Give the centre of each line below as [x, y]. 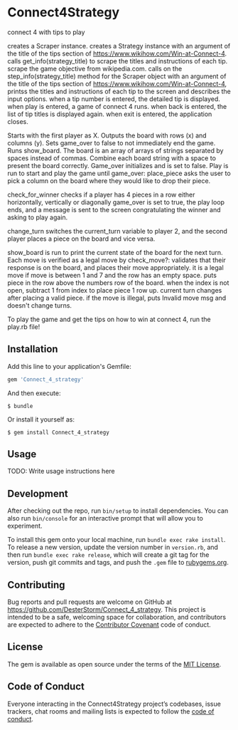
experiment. [25, 526]
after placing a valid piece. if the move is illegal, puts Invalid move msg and [117, 298]
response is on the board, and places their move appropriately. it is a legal [115, 267]
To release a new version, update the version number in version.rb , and [113, 547]
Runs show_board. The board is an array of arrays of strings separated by [115, 150]
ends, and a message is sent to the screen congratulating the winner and [114, 209]
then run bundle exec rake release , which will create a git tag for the [108, 555]
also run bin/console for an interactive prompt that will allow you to [106, 518]
